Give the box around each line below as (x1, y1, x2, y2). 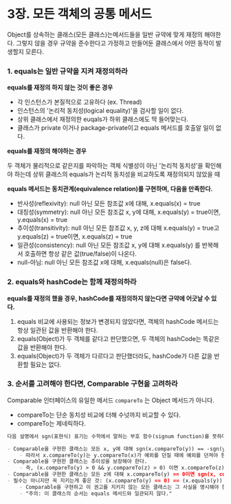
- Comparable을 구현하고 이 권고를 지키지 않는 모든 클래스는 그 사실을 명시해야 (19, 483, 219, 490)
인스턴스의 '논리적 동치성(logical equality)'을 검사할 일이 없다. (16, 107, 184, 115)
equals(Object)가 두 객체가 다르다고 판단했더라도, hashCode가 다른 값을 (16, 351, 213, 360)
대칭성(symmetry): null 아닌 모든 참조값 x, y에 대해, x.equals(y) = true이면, (16, 208, 221, 217)
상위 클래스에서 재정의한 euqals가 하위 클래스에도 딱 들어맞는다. (16, 115, 189, 124)
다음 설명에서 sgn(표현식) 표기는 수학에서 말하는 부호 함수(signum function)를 (7, 432, 210, 440)
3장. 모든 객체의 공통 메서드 (7, 6, 153, 22)
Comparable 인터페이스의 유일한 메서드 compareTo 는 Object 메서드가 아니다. (7, 396, 214, 404)
